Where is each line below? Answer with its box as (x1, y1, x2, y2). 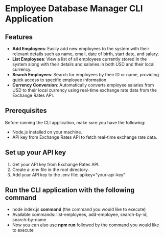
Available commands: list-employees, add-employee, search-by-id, (12, 212, 148, 217)
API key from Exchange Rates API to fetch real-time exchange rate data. (12, 134, 158, 140)
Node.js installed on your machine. (12, 129, 82, 135)
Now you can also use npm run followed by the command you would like (12, 222, 159, 228)
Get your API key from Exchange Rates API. (12, 161, 100, 167)
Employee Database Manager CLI (5, 3, 143, 14)
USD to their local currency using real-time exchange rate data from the (12, 87, 157, 93)
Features (5, 33, 33, 41)
